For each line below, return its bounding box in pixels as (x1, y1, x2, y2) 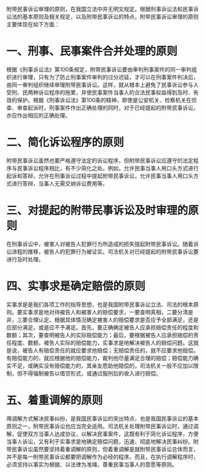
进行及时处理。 (6, 255, 44, 263)
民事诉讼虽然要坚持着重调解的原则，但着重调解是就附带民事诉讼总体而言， (11, 445, 199, 453)
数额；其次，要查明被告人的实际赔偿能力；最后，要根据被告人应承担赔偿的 (6, 331, 193, 339)
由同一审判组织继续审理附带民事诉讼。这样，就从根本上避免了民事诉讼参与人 (6, 81, 199, 88)
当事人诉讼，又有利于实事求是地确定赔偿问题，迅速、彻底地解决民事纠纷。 (6, 437, 193, 445)
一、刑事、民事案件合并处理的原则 (6, 45, 178, 58)
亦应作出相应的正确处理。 (6, 111, 71, 119)
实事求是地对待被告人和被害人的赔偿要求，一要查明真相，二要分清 (22, 308, 188, 315)
